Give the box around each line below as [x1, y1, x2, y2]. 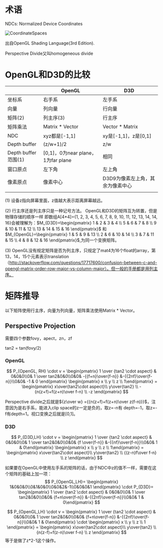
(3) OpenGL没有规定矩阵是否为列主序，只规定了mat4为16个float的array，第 [5, 247, 156, 253]
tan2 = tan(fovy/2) [5, 345, 41, 351]
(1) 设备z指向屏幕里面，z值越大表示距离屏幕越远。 [5, 197, 105, 203]
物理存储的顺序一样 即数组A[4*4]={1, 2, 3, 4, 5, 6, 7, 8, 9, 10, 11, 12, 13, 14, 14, [5, 214, 158, 220]
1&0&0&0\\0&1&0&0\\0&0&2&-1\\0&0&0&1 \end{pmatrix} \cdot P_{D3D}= [9, 484, 154, 490]
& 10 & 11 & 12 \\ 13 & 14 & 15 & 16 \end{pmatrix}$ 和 [5, 226, 107, 232]
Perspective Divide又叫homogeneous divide [5, 50, 94, 56]
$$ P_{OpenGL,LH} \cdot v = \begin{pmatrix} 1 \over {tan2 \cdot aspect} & [7, 509, 156, 515]
